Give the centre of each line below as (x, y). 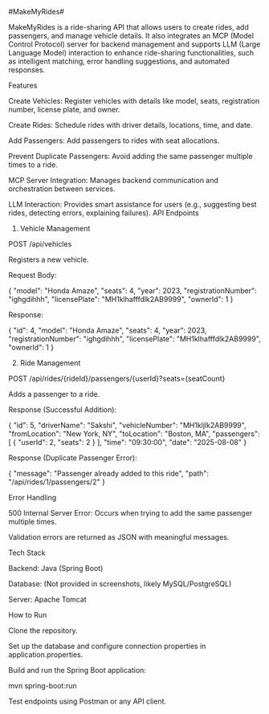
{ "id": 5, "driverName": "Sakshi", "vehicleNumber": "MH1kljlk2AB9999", (127, 425)
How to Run (28, 615)
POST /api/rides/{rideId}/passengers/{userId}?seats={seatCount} (117, 378)
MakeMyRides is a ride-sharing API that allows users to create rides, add (128, 27)
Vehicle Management (55, 228)
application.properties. (46, 655)
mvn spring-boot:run (43, 685)
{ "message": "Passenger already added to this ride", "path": (109, 473)
